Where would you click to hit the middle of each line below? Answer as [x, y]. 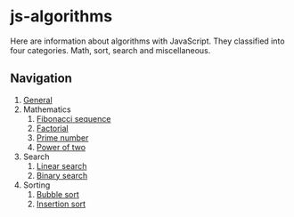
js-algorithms [61, 16]
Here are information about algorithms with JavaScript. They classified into [147, 41]
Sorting [37, 185]
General [37, 100]
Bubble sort [57, 194]
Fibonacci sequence [73, 118]
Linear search [61, 165]
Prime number [62, 137]
